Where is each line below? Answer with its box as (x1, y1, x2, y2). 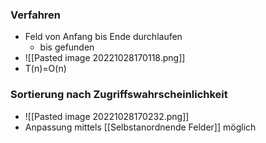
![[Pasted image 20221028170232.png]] (24, 110, 190, 122)
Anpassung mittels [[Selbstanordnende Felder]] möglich (24, 121, 257, 133)
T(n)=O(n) (24, 63, 67, 75)
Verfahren (10, 8, 62, 22)
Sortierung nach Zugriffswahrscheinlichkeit (10, 88, 228, 102)
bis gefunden (39, 41, 95, 53)
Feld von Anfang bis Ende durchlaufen (24, 31, 183, 43)
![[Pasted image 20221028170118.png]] (24, 52, 186, 64)
